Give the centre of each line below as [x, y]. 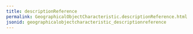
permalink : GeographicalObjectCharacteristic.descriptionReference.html [97, 17]
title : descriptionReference [42, 11]
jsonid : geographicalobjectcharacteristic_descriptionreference [86, 22]
